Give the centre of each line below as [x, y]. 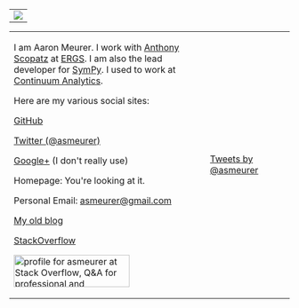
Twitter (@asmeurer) [57, 141]
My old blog [39, 221]
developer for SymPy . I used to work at [95, 70]
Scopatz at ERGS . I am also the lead [88, 59]
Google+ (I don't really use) [71, 161]
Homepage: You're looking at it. [79, 181]
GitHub [28, 121]
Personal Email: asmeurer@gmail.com [93, 201]
